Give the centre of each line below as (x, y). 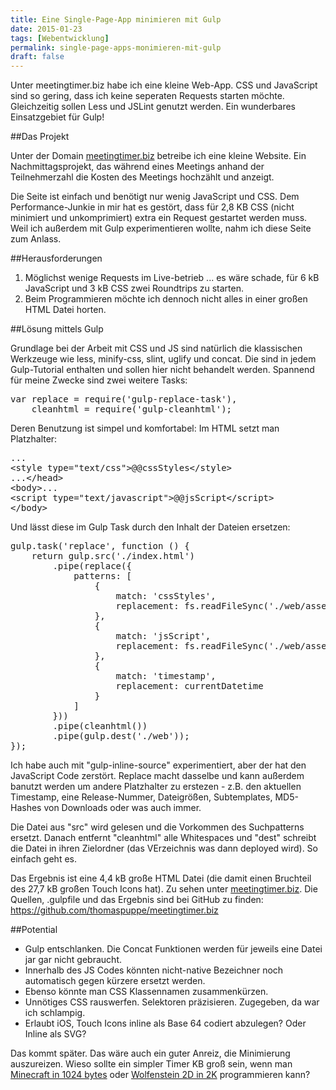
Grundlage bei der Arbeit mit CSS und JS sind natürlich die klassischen (156, 348)
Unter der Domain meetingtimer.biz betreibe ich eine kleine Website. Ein (158, 156)
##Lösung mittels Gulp (57, 329)
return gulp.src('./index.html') (113, 556)
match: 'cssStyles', (166, 596)
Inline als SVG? (55, 1034)
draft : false (37, 57)
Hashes (26, 808)
